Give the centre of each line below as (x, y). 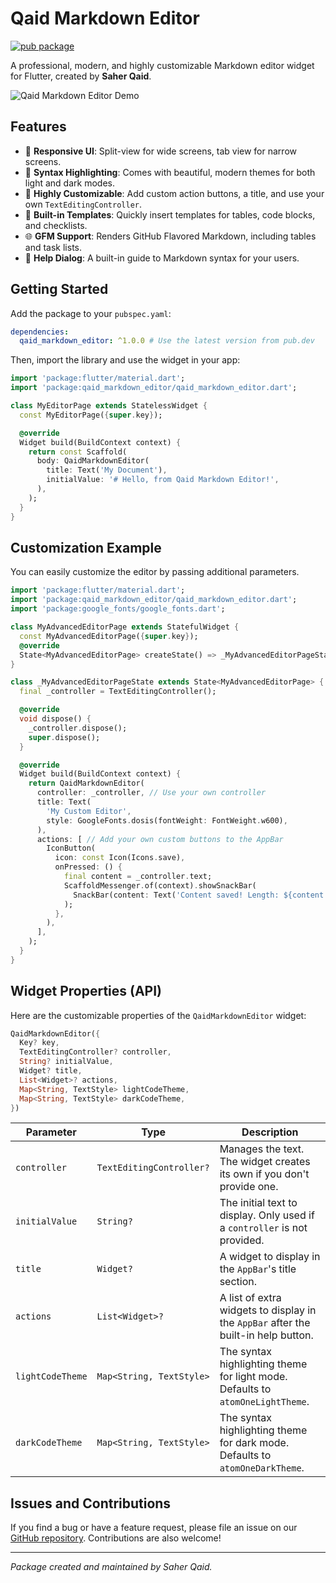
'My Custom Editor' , (89, 811)
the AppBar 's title (258, 1269)
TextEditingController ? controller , (95, 1052)
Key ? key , (39, 1043)
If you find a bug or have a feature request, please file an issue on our (154, 1528)
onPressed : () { (88, 867)
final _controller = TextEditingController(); (118, 692)
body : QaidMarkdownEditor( (93, 461)
